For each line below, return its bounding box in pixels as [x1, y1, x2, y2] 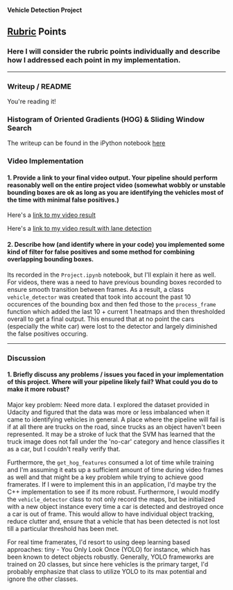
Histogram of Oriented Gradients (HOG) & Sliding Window [7, 114, 205, 124]
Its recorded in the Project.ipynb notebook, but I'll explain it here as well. [7, 270, 216, 279]
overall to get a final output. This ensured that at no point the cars [7, 315, 195, 323]
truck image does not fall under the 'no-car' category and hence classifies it [7, 437, 225, 446]
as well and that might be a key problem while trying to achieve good [7, 473, 204, 481]
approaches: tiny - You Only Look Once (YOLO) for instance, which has [7, 545, 211, 553]
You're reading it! [7, 97, 57, 105]
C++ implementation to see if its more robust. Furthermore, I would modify [7, 487, 220, 496]
